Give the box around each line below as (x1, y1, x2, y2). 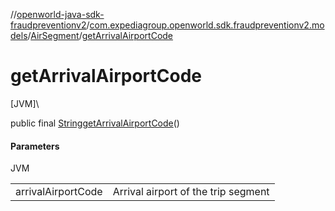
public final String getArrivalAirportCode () (10, 117, 180, 129)
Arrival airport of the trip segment (112, 185, 270, 199)
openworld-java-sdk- (16, 9, 105, 20)
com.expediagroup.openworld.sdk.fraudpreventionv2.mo (89, 19, 325, 31)
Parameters (10, 140, 60, 152)
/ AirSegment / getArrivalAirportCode (27, 30, 174, 41)
